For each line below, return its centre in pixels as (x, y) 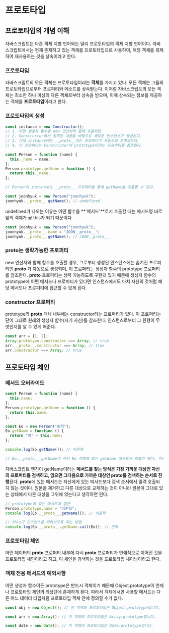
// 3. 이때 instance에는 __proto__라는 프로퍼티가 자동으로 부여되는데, (72, 141)
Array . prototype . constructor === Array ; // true (57, 341)
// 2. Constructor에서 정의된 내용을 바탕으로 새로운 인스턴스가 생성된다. (74, 136)
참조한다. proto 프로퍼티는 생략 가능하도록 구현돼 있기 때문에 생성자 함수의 (83, 275)
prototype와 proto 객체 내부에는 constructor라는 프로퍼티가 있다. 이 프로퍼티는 (83, 314)
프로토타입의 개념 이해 (37, 31)
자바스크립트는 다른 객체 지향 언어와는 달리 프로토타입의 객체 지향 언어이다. (78, 44)
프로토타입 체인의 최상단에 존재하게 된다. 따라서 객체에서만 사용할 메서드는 (83, 592)
